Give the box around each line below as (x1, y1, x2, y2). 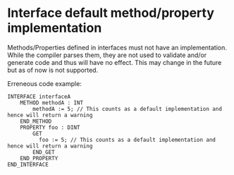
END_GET (32, 148, 55, 156)
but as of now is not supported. (7, 66, 99, 74)
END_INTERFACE (7, 161, 49, 168)
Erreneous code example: (7, 79, 82, 87)
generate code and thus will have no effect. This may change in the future (7, 58, 222, 66)
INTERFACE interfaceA (7, 93, 71, 100)
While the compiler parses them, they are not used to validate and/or (7, 51, 207, 59)
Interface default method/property (7, 5, 215, 21)
